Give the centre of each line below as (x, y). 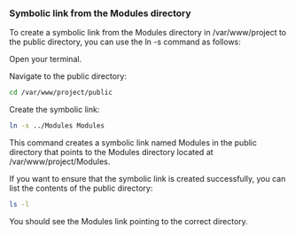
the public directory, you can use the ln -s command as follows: (125, 42)
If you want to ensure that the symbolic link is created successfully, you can (147, 179)
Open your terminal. (46, 59)
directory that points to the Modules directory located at (112, 153)
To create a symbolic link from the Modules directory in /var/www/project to (148, 33)
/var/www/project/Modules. (60, 161)
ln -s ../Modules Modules (57, 126)
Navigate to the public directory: (68, 76)
